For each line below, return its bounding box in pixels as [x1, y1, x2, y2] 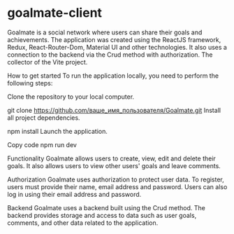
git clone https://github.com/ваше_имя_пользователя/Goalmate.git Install [7, 106, 221, 114]
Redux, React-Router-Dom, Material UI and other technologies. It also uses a [7, 43, 227, 51]
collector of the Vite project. [7, 57, 88, 66]
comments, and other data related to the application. [7, 219, 159, 227]
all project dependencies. [7, 113, 80, 122]
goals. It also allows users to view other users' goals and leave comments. [7, 161, 221, 170]
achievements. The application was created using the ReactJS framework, [7, 35, 221, 43]
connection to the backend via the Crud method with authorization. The [7, 50, 213, 59]
